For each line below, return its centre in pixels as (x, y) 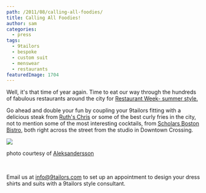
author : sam (22, 23)
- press (22, 35)
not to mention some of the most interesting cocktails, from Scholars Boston (103, 124)
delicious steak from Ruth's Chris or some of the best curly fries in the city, (101, 117)
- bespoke (24, 52)
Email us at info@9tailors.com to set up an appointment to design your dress (103, 177)
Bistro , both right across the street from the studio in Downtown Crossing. (100, 130)
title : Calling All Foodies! (44, 18)
